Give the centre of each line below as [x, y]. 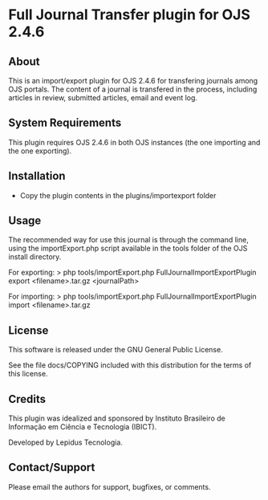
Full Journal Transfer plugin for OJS [129, 15]
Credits [27, 399]
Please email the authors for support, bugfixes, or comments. [110, 486]
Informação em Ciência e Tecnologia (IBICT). [83, 427]
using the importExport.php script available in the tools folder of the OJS [128, 248]
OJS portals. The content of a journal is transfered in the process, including [133, 89]
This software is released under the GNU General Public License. [116, 350]
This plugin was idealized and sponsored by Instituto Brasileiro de [117, 418]
